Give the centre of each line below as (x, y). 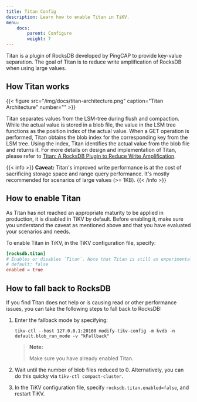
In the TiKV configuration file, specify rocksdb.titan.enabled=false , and (102, 387)
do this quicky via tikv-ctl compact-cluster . (69, 376)
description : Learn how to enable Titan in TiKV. (68, 17)
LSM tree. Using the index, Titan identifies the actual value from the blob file (98, 143)
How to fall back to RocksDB (59, 288)
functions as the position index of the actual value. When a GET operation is (98, 131)
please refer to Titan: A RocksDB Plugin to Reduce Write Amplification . (91, 156)
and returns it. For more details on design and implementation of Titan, (91, 149)
